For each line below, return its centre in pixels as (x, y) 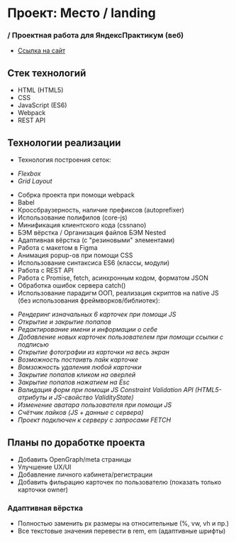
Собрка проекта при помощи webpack (76, 195)
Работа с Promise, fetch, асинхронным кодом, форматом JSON (113, 278)
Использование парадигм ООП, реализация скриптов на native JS (118, 293)
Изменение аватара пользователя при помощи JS (95, 405)
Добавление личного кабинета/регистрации (85, 475)
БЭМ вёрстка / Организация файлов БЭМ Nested (92, 233)
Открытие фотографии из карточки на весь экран (94, 352)
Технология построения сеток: (64, 160)
